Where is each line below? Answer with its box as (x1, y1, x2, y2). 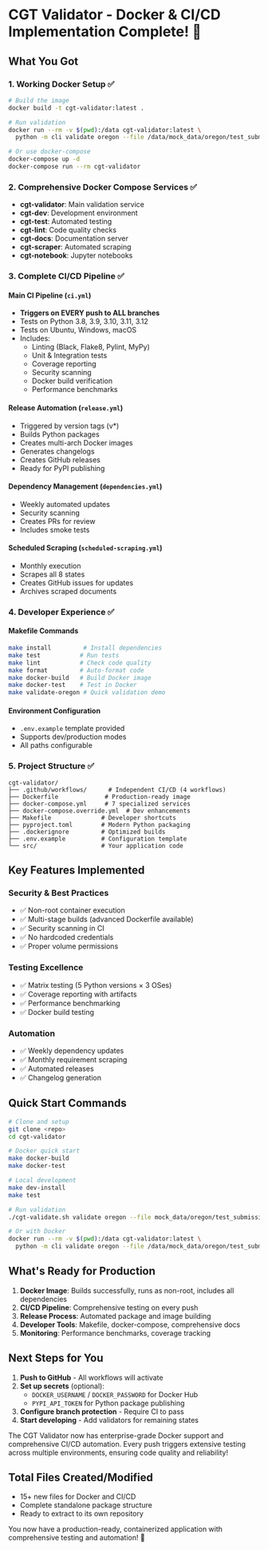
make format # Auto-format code (8, 666, 145, 674)
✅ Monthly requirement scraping (19, 1054, 128, 1065)
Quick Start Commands (8, 1097, 127, 1110)
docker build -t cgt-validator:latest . (8, 104, 145, 112)
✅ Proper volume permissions (19, 941, 119, 951)
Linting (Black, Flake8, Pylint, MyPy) (31, 342, 150, 352)
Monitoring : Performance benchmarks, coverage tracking (19, 1328, 211, 1337)
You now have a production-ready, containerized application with (8, 1524, 223, 1534)
